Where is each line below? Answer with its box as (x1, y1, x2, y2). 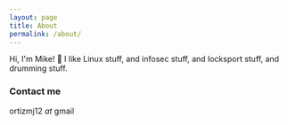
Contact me (9, 85, 62, 98)
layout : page (9, 12, 58, 22)
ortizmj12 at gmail (9, 105, 75, 116)
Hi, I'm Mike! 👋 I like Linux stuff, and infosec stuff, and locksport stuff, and (9, 54, 279, 65)
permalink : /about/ (9, 29, 82, 38)
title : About (9, 21, 58, 30)
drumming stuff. (9, 63, 69, 74)
